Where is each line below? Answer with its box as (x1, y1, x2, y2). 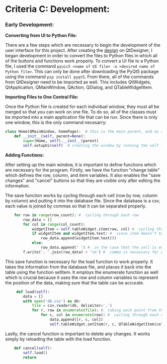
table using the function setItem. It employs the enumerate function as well (5, 269, 159, 275)
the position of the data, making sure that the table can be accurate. (5, 279, 145, 285)
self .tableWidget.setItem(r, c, (49, 322, 117, 327)
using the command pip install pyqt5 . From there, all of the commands (5, 74, 154, 80)
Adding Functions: (5, 152, 44, 158)
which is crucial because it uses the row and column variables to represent (5, 274, 159, 280)
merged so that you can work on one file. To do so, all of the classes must (5, 109, 157, 115)
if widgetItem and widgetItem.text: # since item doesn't (31, 231, 157, 236)
